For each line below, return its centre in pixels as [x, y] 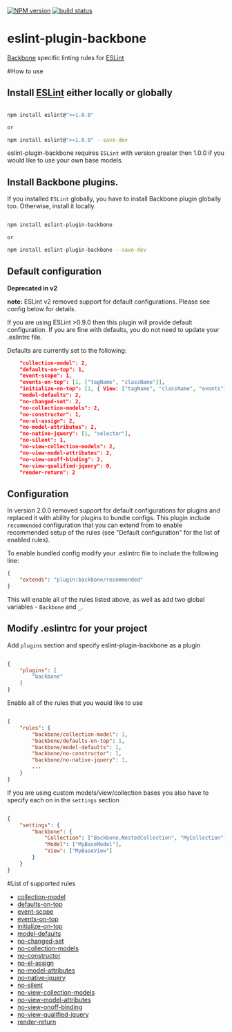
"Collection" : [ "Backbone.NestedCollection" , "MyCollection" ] [135, 838]
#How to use [25, 71]
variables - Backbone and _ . [45, 607]
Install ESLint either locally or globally [90, 93]
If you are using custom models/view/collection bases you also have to [108, 793]
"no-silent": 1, [43, 440]
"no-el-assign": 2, [48, 421]
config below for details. [42, 308]
